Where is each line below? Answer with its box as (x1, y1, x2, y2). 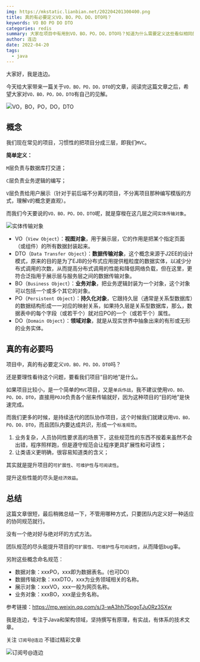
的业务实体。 (14, 324, 46, 332)
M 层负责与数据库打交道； (6, 165, 67, 172)
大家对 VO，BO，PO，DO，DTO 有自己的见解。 (11, 90, 111, 97)
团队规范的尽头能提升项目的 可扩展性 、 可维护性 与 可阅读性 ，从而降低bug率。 (6, 543, 184, 550)
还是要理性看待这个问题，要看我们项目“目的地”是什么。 (6, 373, 142, 381)
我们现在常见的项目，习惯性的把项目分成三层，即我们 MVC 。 (6, 139, 150, 146)
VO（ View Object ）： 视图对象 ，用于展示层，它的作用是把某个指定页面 (14, 235, 185, 242)
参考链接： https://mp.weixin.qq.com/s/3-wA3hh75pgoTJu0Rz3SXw (6, 604, 172, 611)
